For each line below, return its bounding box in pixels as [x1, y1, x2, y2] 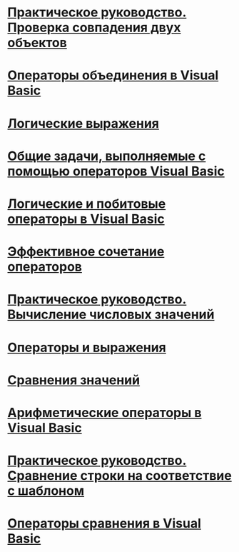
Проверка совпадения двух [7, 19, 181, 36]
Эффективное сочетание [7, 244, 165, 260]
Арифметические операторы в [7, 404, 202, 421]
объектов [7, 35, 68, 51]
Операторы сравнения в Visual [7, 516, 201, 532]
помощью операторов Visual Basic [7, 163, 225, 179]
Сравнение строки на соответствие [7, 468, 232, 484]
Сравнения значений [7, 372, 141, 388]
